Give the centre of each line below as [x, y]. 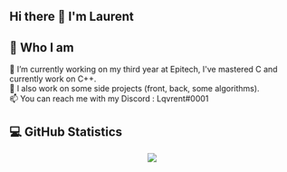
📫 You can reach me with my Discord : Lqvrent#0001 [109, 99]
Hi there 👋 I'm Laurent [72, 17]
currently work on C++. [53, 79]
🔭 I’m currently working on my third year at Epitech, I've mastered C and [143, 70]
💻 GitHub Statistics [66, 132]
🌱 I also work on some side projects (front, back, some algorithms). [134, 89]
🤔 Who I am [42, 48]
